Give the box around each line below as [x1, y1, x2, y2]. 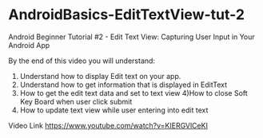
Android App [8, 40, 50, 49]
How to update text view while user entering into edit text [19, 105, 209, 115]
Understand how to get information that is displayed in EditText [19, 80, 228, 89]
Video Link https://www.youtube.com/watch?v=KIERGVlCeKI [8, 120, 208, 130]
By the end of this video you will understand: [8, 56, 156, 65]
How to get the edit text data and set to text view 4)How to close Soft [19, 88, 248, 97]
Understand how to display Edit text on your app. [19, 71, 181, 81]
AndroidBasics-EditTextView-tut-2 [8, 6, 245, 24]
